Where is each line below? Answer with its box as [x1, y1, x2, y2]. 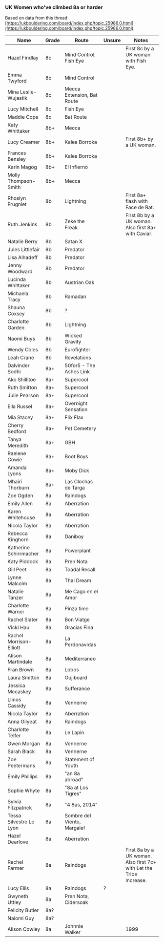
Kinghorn [7, 536, 29, 543]
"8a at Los [64, 784, 88, 791]
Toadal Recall [64, 566, 96, 573]
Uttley [7, 899, 21, 906]
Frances [7, 150, 26, 156]
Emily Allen [7, 500, 33, 507]
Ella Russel [7, 403, 33, 410]
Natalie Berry [7, 238, 38, 245]
